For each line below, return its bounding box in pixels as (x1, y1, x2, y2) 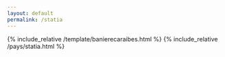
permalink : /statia (7, 16, 63, 23)
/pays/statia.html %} (7, 42, 65, 50)
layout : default (7, 9, 54, 17)
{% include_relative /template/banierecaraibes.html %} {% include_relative (7, 35, 218, 43)
